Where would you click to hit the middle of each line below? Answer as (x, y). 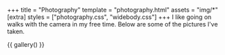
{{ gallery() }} (26, 44)
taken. (16, 31)
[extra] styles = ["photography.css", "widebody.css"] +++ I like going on (109, 17)
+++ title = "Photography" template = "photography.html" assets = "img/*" (113, 10)
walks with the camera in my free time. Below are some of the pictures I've (113, 24)
